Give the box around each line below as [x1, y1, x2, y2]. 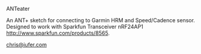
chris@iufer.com [6, 41, 47, 48]
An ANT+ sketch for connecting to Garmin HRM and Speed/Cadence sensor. [6, 17, 195, 23]
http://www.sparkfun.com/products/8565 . [6, 29, 110, 37]
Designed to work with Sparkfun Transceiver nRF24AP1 [6, 23, 143, 30]
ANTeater [6, 5, 30, 12]
